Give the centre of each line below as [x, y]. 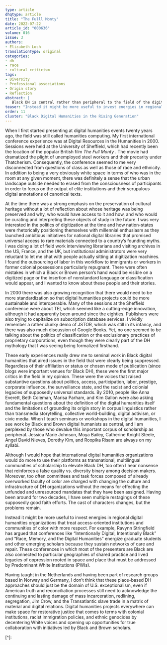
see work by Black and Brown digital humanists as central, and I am [74, 424]
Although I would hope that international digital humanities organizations [79, 455]
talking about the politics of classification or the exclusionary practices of [80, 335]
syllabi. [12, 445]
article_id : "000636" [28, 28]
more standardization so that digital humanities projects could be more [78, 298]
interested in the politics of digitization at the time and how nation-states [79, 225]
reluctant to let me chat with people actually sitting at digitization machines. [83, 257]
